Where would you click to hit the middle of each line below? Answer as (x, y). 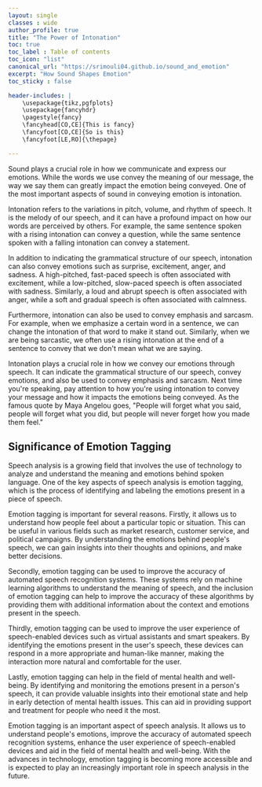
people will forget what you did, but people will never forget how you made (129, 413)
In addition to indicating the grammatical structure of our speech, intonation (130, 257)
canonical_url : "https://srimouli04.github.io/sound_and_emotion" (119, 67)
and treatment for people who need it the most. (84, 711)
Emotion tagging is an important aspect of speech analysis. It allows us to (127, 726)
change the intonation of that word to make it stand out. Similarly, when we (129, 331)
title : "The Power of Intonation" (65, 37)
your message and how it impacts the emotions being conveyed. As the (124, 397)
